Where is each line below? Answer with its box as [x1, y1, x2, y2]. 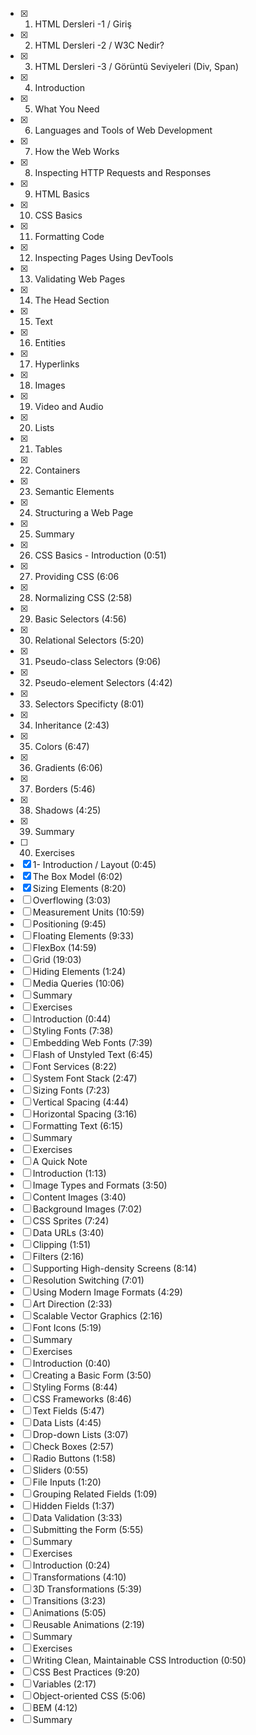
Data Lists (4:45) [32, 1417, 102, 1428]
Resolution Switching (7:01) [32, 1274, 145, 1286]
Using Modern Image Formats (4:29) [32, 1286, 183, 1298]
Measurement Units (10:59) [32, 906, 145, 918]
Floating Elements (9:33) [32, 930, 135, 942]
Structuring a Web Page [34, 507, 134, 518]
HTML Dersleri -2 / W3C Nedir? [34, 39, 165, 51]
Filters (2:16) [32, 1251, 85, 1262]
